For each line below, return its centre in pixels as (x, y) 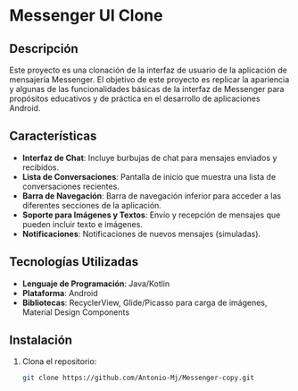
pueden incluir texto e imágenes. (82, 224)
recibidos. (41, 167)
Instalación (41, 340)
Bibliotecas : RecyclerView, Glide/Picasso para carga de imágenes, (145, 302)
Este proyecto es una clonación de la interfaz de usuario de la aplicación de (148, 70)
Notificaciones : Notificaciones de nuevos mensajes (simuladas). (141, 234)
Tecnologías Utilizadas (74, 262)
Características (53, 136)
